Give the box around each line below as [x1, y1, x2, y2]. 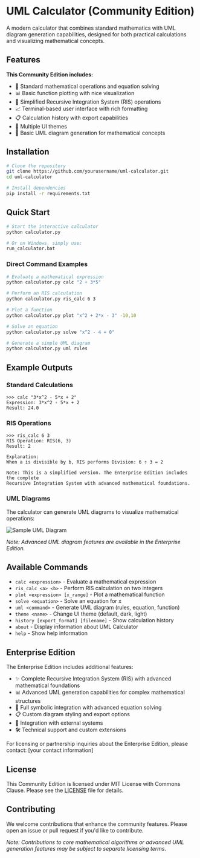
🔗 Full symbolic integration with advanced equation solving [15, 704, 162, 711]
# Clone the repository [6, 162, 66, 169]
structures [15, 697, 41, 705]
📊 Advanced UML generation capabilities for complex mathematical [15, 689, 185, 696]
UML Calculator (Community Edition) [6, 4, 195, 18]
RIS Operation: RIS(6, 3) [6, 438, 71, 444]
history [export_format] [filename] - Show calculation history [15, 617, 174, 624]
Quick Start [6, 207, 50, 218]
